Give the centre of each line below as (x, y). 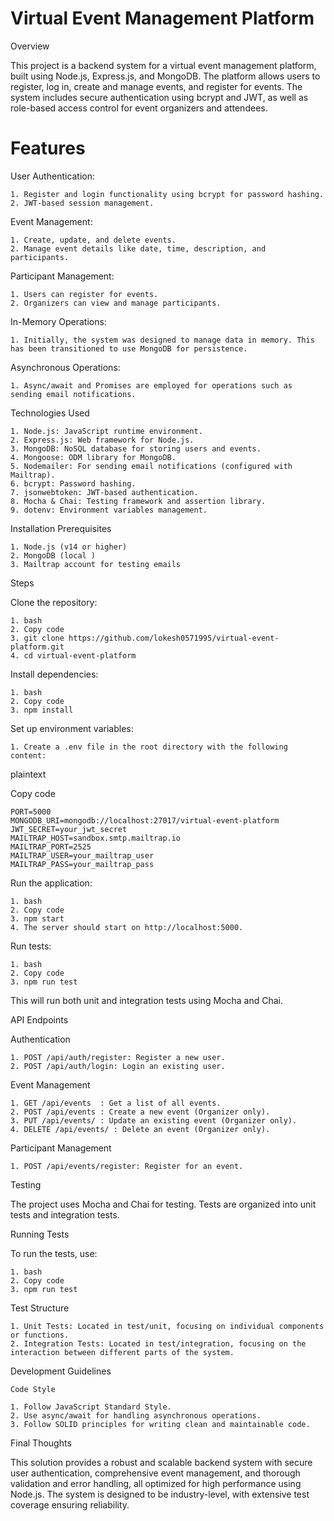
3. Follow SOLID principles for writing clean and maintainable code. (160, 1424)
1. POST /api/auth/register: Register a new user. (118, 1057)
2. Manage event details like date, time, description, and (138, 248)
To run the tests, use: (54, 1253)
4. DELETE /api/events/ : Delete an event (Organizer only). (140, 1129)
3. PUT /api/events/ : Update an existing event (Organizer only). (154, 1120)
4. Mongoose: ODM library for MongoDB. (93, 457)
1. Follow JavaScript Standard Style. (91, 1407)
